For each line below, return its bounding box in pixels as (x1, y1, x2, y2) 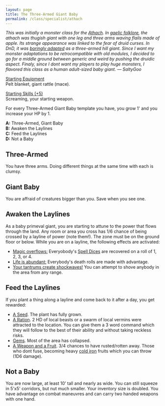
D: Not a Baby (5, 136, 34, 142)
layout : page (5, 7, 32, 12)
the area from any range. (12, 269, 63, 275)
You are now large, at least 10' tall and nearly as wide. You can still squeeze (5, 380, 158, 386)
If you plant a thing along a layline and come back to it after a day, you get (5, 296, 155, 303)
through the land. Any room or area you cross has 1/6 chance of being (5, 228, 147, 234)
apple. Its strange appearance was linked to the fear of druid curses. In (5, 40, 150, 46)
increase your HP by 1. (5, 111, 51, 117)
